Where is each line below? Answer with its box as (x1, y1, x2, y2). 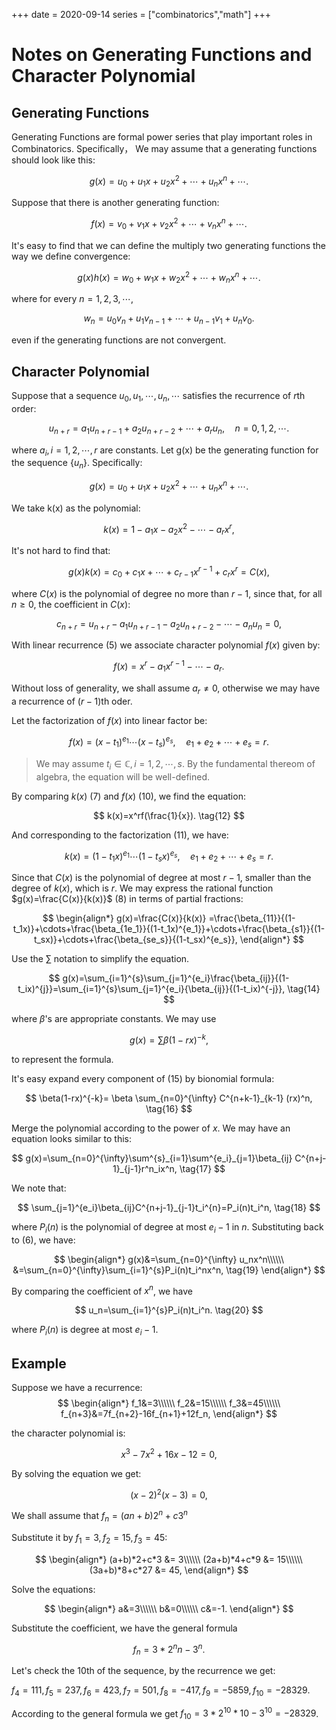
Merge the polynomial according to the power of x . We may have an (11, 1122, 291, 1134)
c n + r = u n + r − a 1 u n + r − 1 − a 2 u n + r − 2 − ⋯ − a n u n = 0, (56, 617, 282, 632)
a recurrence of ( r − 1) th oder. (11, 695, 133, 707)
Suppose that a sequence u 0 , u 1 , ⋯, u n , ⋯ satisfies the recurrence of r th (11, 389, 306, 404)
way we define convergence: (11, 250, 131, 262)
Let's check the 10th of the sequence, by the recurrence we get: (11, 1665, 276, 1676)
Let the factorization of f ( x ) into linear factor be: (11, 714, 208, 726)
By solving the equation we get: (11, 1467, 142, 1479)
